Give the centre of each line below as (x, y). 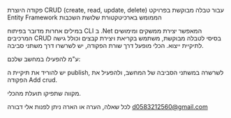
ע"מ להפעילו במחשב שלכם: (44, 59)
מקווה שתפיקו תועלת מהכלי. (44, 93)
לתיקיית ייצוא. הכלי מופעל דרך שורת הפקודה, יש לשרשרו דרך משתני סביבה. (105, 45)
